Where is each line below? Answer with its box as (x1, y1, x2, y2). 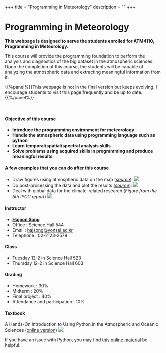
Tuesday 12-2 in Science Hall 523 (12, 255, 81, 261)
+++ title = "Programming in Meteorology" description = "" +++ (5, 4, 136, 10)
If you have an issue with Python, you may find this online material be (5, 337, 148, 343)
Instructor (5, 205, 26, 211)
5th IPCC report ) (12, 194, 46, 200)
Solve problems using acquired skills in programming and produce (12, 148, 153, 154)
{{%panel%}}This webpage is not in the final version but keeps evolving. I (5, 84, 157, 90)
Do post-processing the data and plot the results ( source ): (12, 182, 132, 189)
